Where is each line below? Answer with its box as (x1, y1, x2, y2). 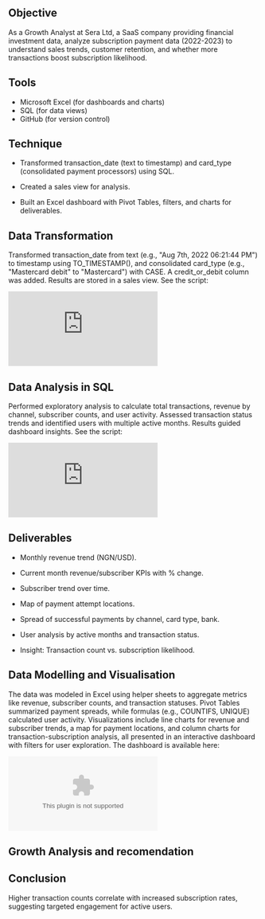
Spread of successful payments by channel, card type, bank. (19, 614, 220, 624)
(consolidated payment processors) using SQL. (19, 166, 175, 176)
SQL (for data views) (19, 105, 88, 115)
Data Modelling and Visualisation (8, 668, 176, 682)
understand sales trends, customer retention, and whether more (8, 44, 218, 54)
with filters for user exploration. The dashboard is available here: (8, 740, 220, 749)
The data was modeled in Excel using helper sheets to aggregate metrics (8, 689, 247, 699)
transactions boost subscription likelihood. (8, 53, 147, 62)
